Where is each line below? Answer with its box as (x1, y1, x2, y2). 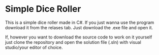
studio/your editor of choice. (5, 44, 63, 50)
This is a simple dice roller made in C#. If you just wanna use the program (5, 19, 154, 25)
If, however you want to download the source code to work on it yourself (5, 34, 153, 40)
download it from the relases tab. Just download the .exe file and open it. (5, 24, 154, 30)
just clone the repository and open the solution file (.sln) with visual (5, 39, 141, 45)
